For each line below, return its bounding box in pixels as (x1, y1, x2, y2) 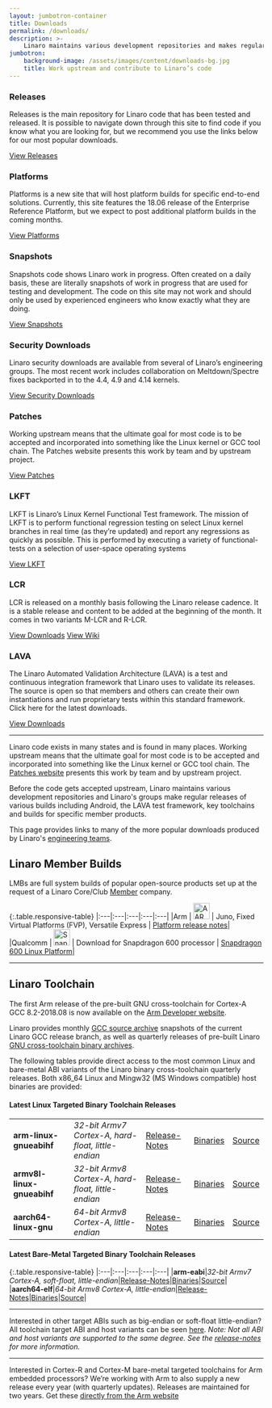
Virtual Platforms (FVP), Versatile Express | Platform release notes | (9, 920, 231, 930)
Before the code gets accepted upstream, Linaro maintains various (9, 784, 231, 793)
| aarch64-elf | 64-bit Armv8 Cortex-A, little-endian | (9, 1284, 178, 1294)
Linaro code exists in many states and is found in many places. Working (9, 742, 247, 752)
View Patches (9, 470, 55, 481)
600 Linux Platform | (9, 946, 75, 956)
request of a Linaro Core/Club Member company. (9, 886, 173, 897)
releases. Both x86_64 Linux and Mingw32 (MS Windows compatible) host (9, 1073, 257, 1082)
